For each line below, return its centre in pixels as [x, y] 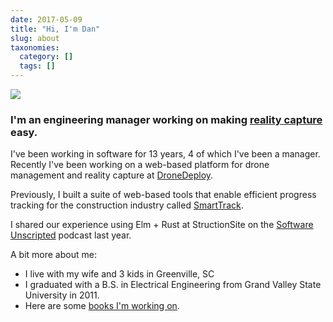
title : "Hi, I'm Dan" [55, 29]
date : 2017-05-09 [46, 19]
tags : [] [37, 66]
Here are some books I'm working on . [102, 306]
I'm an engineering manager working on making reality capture [166, 119]
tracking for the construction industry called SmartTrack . [127, 205]
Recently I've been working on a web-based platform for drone [140, 165]
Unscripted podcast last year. [71, 235]
